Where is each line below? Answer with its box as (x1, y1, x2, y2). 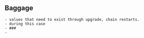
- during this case (5, 21, 46, 26)
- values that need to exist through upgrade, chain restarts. (5, 17, 140, 22)
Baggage (5, 4, 34, 12)
